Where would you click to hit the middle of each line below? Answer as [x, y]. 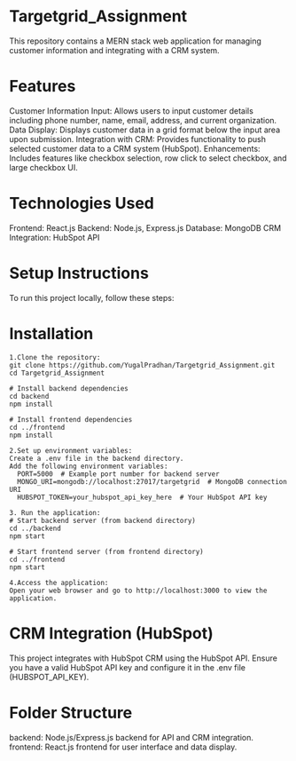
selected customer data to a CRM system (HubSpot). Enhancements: [135, 148]
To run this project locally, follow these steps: [92, 297]
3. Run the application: [55, 512]
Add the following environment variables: [89, 466]
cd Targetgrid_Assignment [57, 373]
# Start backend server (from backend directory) [103, 520]
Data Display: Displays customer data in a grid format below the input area [145, 130]
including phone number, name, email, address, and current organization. [143, 120]
